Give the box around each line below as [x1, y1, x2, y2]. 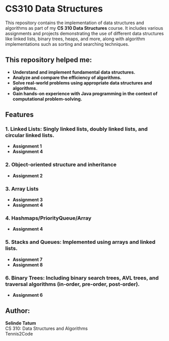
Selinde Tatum [5, 320, 36, 326]
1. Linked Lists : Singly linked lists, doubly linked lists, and [5, 125, 148, 132]
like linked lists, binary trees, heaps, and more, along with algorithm [5, 36, 145, 42]
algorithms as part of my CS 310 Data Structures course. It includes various [5, 25, 163, 31]
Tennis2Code [5, 330, 33, 336]
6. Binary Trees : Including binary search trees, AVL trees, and [5, 274, 159, 281]
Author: [5, 307, 30, 315]
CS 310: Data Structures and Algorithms [5, 325, 88, 331]
